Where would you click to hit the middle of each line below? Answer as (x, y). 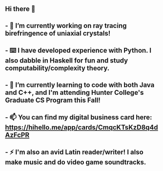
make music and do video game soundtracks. (76, 162)
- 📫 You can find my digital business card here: (79, 117)
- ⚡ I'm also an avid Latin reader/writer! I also (74, 152)
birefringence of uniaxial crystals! (58, 33)
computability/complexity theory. (57, 68)
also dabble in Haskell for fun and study (67, 61)
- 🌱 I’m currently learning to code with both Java (80, 85)
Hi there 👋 (20, 9)
